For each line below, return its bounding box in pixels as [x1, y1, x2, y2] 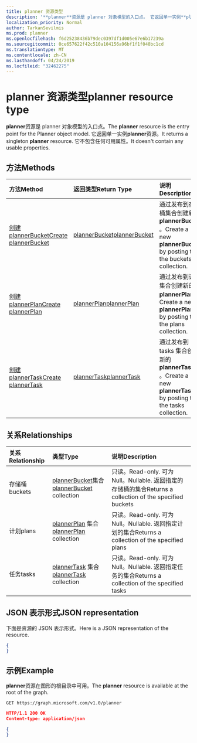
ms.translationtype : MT [6, 47, 64, 53]
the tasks [159, 401, 185, 410]
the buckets [159, 255, 192, 263]
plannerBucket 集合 [52, 476, 104, 484]
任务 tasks [9, 570, 36, 578]
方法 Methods [6, 162, 55, 173]
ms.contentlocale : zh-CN [6, 52, 67, 58]
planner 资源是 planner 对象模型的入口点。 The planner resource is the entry [6, 123, 189, 130]
